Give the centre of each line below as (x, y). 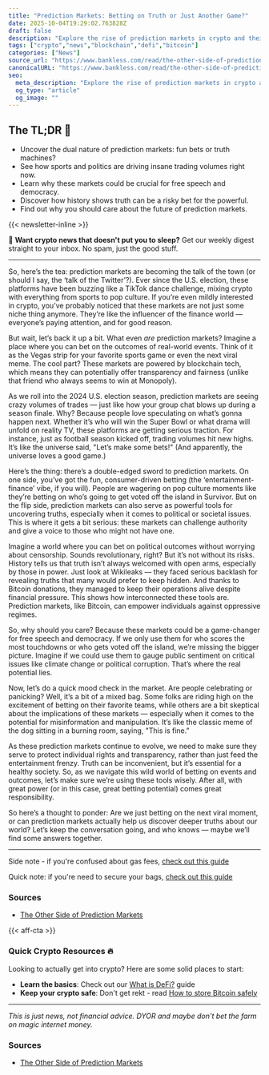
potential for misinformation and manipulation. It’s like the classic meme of (130, 723)
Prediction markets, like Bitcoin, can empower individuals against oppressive (134, 606)
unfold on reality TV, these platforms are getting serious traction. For (121, 430)
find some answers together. (56, 839)
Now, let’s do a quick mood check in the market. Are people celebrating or (130, 688)
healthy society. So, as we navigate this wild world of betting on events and (132, 772)
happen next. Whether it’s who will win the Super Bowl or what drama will (129, 422)
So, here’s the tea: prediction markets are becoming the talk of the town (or (132, 272)
